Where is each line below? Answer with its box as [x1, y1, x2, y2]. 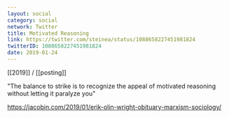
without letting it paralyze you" [7, 89, 96, 98]
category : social [7, 17, 58, 24]
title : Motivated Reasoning [7, 29, 90, 37]
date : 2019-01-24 [7, 50, 58, 57]
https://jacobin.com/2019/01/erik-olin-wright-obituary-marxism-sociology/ [7, 103, 222, 111]
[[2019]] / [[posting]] [7, 68, 67, 77]
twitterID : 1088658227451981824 [7, 43, 102, 50]
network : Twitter [7, 23, 58, 30]
